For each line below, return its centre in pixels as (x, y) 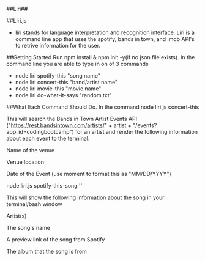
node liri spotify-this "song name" (58, 75)
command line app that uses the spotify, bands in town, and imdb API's (105, 39)
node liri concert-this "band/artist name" (66, 82)
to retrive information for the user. (58, 46)
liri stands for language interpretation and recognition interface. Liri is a (105, 32)
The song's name (28, 228)
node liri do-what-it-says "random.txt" (63, 95)
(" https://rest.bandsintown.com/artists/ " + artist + (69, 125)
